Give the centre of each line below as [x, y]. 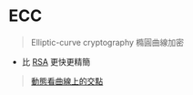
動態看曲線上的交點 [67, 81]
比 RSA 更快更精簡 [56, 61]
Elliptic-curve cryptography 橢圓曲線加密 [107, 42]
